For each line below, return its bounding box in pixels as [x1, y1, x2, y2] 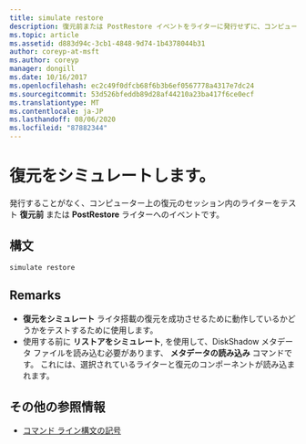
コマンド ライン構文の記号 [22, 425, 121, 436]
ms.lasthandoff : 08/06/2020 [9, 115, 117, 124]
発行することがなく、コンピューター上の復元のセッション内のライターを [9, 197, 280, 208]
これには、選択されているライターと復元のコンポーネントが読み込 [40, 358, 288, 369]
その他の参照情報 [9, 398, 106, 415]
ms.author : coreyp [9, 56, 79, 65]
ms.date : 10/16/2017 [9, 73, 88, 82]
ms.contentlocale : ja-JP [9, 107, 104, 116]
